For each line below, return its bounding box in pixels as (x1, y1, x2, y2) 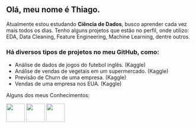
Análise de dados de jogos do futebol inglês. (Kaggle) (14, 62, 146, 69)
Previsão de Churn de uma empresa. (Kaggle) (14, 74, 127, 81)
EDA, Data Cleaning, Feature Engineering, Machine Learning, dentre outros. (6, 33, 191, 40)
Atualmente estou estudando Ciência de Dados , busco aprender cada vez (6, 20, 188, 27)
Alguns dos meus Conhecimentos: (6, 92, 90, 99)
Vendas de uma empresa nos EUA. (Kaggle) (14, 80, 122, 88)
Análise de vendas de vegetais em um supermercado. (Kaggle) (14, 68, 169, 75)
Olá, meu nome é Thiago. (6, 5, 101, 15)
